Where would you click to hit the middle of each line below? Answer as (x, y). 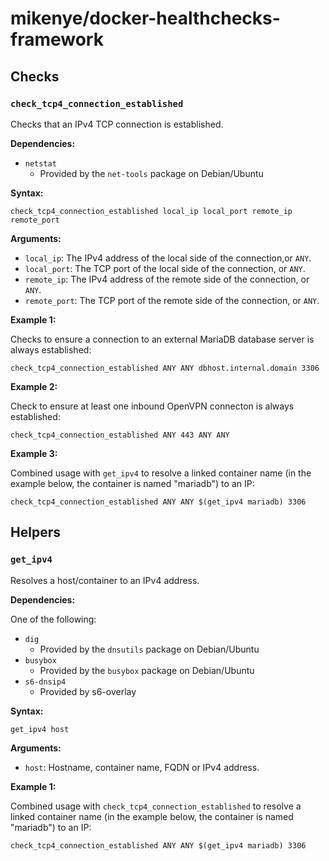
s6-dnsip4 (45, 682)
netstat (40, 163)
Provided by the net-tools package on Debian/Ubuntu (151, 173)
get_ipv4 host (40, 729)
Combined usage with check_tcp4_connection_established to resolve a (156, 806)
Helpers (35, 532)
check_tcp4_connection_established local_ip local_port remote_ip (151, 211)
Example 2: (34, 386)
